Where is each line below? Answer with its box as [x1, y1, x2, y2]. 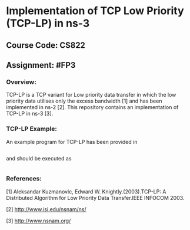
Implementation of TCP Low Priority [6, 4, 184, 18]
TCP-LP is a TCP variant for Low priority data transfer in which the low [6, 91, 176, 98]
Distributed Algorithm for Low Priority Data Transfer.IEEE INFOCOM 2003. [6, 194, 185, 201]
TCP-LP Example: [6, 125, 57, 133]
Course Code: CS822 [6, 40, 85, 50]
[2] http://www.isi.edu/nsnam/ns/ [6, 205, 86, 213]
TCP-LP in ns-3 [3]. [6, 110, 54, 117]
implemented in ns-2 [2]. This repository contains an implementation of [6, 104, 179, 111]
